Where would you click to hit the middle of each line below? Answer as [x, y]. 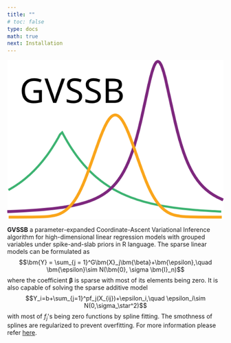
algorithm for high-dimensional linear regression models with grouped [106, 237]
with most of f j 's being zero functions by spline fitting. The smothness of [110, 317]
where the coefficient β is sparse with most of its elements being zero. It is [113, 281]
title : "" [21, 14]
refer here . [22, 332]
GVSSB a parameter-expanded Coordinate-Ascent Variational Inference [109, 230]
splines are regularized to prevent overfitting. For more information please [112, 325]
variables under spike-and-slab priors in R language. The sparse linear [107, 244]
